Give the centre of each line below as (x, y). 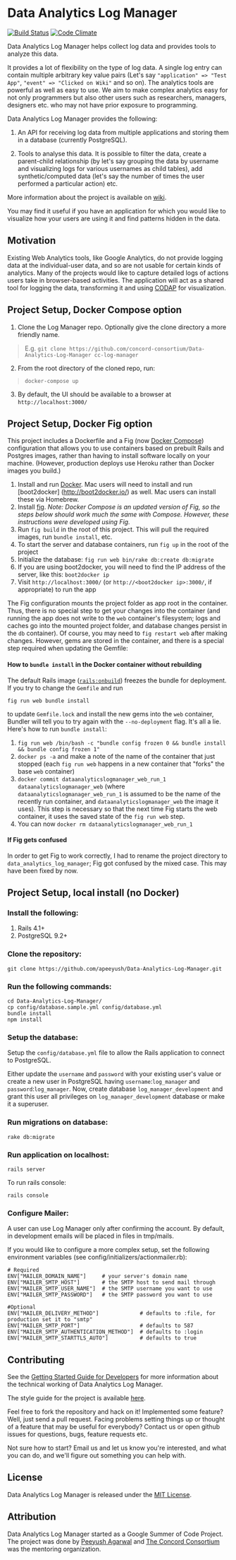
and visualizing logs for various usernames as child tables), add (110, 168)
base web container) (46, 771)
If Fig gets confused (37, 840)
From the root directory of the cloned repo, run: (86, 368)
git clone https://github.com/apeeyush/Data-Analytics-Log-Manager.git (114, 969)
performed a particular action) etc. (68, 183)
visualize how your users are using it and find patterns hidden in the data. (114, 218)
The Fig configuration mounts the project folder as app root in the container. (118, 603)
